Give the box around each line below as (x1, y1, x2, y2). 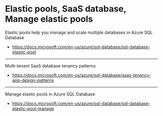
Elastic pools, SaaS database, (5, 3, 127, 14)
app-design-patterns (12, 77, 54, 83)
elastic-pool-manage (12, 105, 54, 111)
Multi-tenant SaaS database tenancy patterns (5, 63, 96, 68)
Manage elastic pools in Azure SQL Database (5, 91, 96, 97)
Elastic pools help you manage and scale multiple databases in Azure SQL (5, 29, 153, 35)
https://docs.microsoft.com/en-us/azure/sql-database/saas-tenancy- (12, 72, 151, 78)
